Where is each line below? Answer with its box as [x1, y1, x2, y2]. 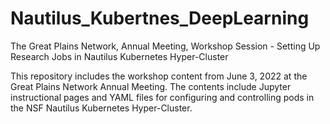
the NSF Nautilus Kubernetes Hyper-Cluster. [10, 102, 193, 114]
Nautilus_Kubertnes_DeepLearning [10, 7, 310, 30]
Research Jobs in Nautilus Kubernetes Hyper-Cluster [10, 50, 229, 62]
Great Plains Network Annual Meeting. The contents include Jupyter [10, 80, 292, 92]
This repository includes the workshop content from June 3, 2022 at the [10, 70, 308, 82]
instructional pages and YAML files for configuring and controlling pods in [10, 91, 315, 103]
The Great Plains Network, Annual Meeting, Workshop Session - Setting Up [10, 40, 321, 52]
